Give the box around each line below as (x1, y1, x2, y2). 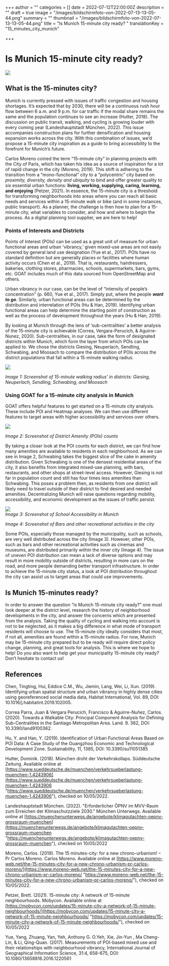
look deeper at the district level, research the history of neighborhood (5, 607, 150, 613)
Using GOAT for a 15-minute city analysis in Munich (5, 391, 134, 399)
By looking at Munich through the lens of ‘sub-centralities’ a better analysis (5, 322, 161, 328)
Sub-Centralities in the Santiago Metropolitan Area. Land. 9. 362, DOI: (5, 720, 150, 726)
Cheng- (143, 934, 159, 940)
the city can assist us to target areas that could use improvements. (5, 574, 144, 580)
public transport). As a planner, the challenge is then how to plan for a (5, 204, 150, 210)
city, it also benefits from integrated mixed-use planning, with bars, (5, 464, 145, 471)
